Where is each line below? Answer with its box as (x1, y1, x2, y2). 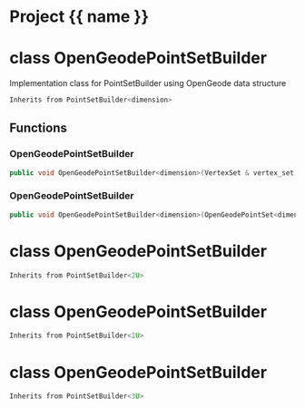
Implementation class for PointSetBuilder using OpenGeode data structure (9, 78, 287, 89)
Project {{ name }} (9, 6, 150, 27)
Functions (9, 121, 68, 136)
